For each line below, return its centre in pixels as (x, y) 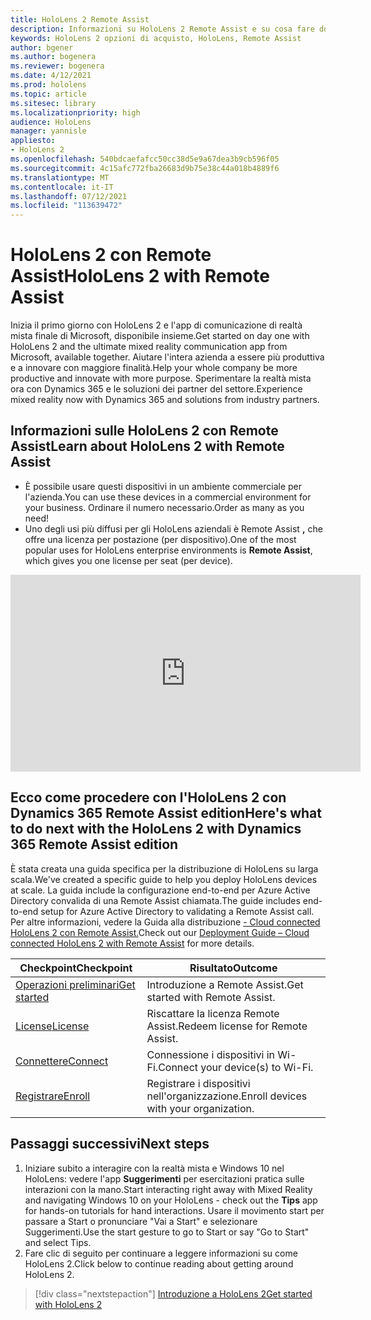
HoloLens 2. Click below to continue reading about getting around (159, 1263)
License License (52, 1026)
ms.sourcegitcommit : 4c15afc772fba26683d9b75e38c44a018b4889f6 (145, 168)
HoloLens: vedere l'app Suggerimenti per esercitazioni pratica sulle (164, 1178)
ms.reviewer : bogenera (57, 66)
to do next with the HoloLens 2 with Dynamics (156, 829)
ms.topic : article (48, 94)
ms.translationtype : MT (60, 177)
